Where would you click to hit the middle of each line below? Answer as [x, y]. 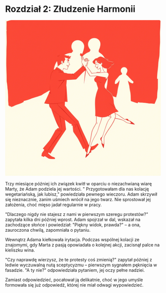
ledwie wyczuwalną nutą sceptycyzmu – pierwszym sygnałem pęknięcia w [81, 265]
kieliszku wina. [20, 250]
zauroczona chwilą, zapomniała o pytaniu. [48, 230]
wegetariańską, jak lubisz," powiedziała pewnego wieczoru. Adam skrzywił [81, 194]
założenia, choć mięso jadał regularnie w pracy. [54, 205]
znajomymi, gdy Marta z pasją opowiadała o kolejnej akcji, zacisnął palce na [82, 245]
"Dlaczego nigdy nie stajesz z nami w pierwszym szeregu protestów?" [77, 214]
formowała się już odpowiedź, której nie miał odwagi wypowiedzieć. [74, 285]
